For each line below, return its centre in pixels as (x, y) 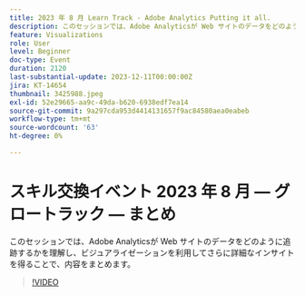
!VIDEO (45, 281)
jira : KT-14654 (38, 85)
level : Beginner (40, 52)
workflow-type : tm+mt (50, 119)
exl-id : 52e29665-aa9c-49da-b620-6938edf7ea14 (99, 102)
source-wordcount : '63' (54, 128)
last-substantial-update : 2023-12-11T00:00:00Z (101, 77)
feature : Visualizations (56, 35)
